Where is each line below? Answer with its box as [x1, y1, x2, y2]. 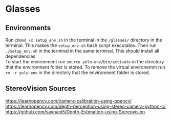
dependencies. [5, 53, 37, 59]
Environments [5, 23, 51, 32]
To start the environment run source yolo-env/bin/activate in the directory [5, 59, 164, 64]
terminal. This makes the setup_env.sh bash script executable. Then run [5, 42, 157, 49]
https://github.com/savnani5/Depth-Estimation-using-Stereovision [5, 108, 145, 115]
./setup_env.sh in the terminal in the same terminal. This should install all [5, 48, 160, 54]
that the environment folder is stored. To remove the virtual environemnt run [5, 64, 165, 70]
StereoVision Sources [5, 84, 76, 93]
